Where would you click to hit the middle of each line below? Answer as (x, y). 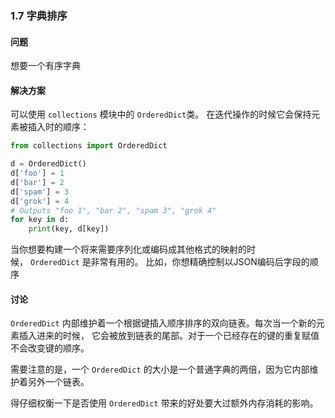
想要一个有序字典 (45, 66)
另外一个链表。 (58, 382)
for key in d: (40, 220)
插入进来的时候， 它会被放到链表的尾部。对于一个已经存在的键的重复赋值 (169, 336)
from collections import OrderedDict (89, 146)
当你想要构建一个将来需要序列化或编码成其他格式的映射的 (128, 249)
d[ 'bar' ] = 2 (37, 182)
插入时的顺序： (58, 127)
